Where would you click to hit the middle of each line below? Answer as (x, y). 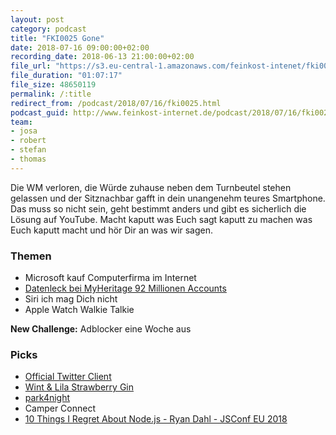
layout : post (37, 19)
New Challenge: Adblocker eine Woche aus (101, 329)
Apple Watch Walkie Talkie (79, 310)
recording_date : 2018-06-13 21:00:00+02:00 (102, 57)
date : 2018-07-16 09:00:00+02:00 (80, 47)
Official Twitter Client (68, 377)
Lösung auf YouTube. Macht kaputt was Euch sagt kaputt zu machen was (161, 219)
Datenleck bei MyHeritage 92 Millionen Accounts (125, 288)
